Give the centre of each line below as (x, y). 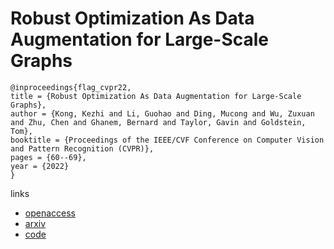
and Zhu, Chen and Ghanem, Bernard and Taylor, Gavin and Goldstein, (158, 122)
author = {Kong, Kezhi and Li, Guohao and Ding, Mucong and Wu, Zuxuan (162, 113)
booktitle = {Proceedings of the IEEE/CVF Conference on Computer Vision (167, 140)
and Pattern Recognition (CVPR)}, (82, 148)
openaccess (50, 213)
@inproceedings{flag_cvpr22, (71, 87)
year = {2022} (40, 166)
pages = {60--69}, (48, 157)
